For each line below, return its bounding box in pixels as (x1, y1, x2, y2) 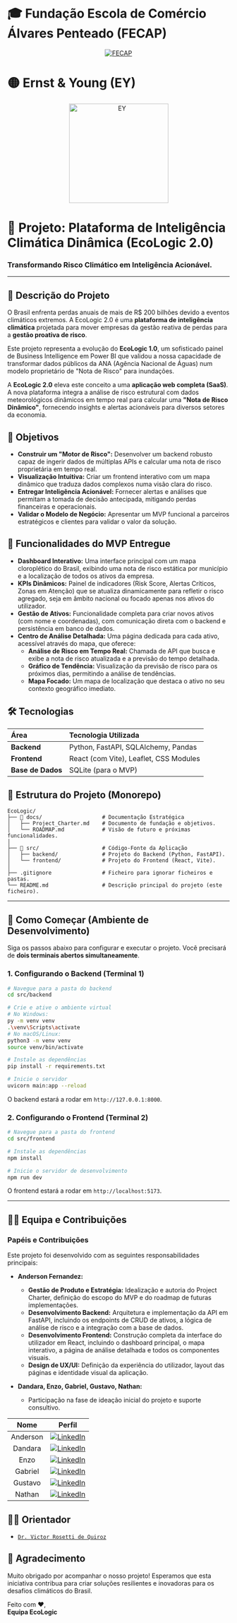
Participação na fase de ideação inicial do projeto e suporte (28, 1396, 202, 1405)
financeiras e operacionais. (17, 502, 97, 511)
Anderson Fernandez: (17, 1273, 83, 1281)
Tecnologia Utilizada (69, 730, 140, 740)
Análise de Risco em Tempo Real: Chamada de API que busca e (28, 647, 216, 655)
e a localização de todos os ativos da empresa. (17, 572, 154, 580)
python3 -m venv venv (7, 1037, 71, 1044)
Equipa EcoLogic (7, 1607, 58, 1616)
